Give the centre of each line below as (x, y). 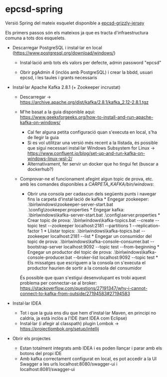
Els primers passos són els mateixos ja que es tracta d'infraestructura (77, 32)
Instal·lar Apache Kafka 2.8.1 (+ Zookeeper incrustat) (66, 87)
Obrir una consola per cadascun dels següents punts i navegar (92, 193)
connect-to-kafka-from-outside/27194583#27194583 (75, 293)
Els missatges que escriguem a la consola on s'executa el (86, 262)
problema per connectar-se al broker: (58, 283)
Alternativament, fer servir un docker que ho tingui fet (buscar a (93, 164)
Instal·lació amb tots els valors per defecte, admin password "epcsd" (90, 62)
